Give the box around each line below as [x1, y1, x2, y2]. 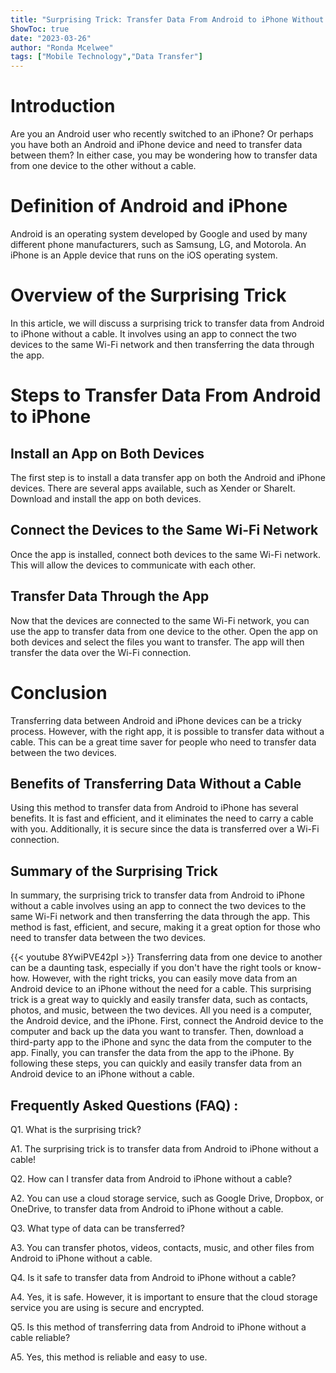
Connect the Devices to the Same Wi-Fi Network [10, 522, 319, 539]
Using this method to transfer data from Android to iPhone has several [10, 802, 299, 814]
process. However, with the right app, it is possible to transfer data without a [10, 725, 325, 737]
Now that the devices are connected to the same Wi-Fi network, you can [10, 614, 310, 626]
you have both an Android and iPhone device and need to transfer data [10, 139, 303, 151]
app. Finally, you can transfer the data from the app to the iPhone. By [10, 1047, 295, 1059]
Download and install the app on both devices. [10, 492, 202, 505]
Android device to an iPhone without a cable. [10, 1068, 195, 1080]
